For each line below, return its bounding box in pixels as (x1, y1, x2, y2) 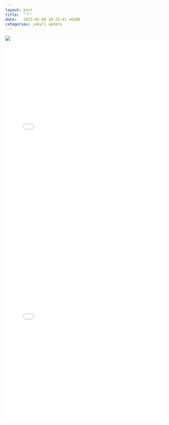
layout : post (5, 7, 33, 13)
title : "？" (5, 12, 32, 17)
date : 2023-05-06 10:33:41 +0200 (5, 17, 80, 22)
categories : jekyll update (5, 21, 62, 27)
